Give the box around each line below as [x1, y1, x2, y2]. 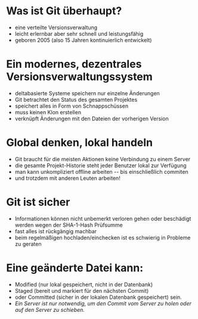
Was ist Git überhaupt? [6, 4, 122, 18]
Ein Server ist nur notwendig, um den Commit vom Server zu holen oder [14, 299, 192, 307]
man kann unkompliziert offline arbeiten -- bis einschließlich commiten [14, 168, 189, 175]
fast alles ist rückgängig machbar [14, 227, 97, 234]
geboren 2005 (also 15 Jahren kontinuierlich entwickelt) [14, 36, 152, 43]
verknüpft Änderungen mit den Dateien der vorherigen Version [14, 115, 169, 122]
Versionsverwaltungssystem [6, 70, 153, 84]
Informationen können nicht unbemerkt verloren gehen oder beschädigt [14, 215, 191, 222]
